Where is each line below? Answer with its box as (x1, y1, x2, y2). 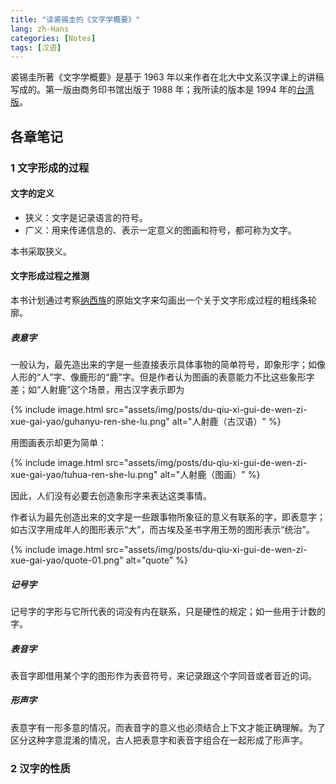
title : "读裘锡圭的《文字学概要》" (10, 14, 141, 25)
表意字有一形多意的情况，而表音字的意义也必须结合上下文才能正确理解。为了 (10, 721, 326, 733)
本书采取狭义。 (10, 245, 72, 257)
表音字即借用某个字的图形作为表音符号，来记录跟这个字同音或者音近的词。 (10, 669, 317, 681)
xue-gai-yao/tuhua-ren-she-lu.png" (10, 468, 158, 480)
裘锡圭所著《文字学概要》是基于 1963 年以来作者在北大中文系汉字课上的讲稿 (10, 71, 325, 83)
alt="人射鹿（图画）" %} (159, 468, 261, 480)
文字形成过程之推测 (10, 270, 90, 282)
